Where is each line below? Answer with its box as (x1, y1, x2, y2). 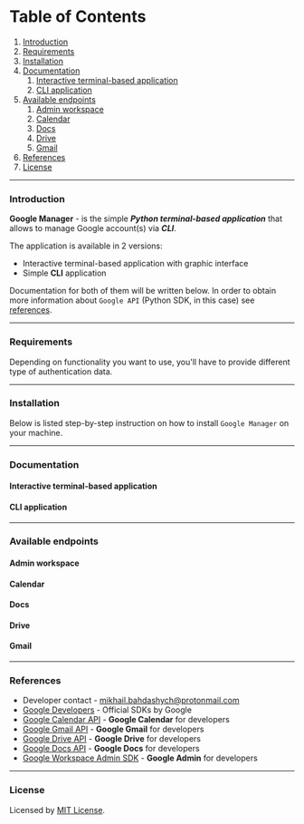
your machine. (9, 427, 63, 438)
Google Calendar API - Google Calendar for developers (22, 714, 231, 725)
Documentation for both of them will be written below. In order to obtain (9, 286, 277, 296)
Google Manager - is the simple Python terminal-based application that (9, 213, 283, 224)
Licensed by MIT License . (9, 804, 106, 815)
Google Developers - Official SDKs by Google (22, 704, 193, 715)
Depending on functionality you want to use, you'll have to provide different (9, 356, 291, 367)
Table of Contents (9, 6, 147, 27)
